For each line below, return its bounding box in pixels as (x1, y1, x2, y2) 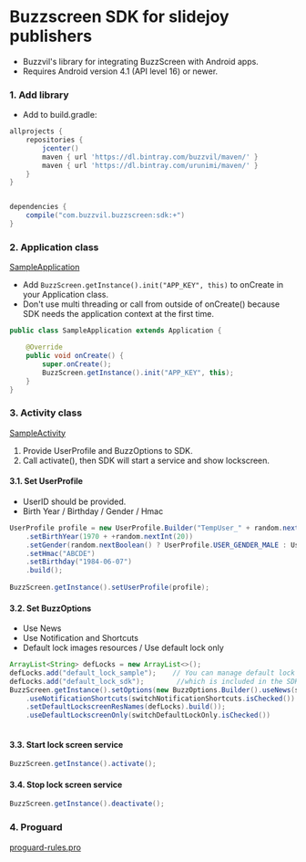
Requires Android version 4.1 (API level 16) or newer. (22, 66, 219, 77)
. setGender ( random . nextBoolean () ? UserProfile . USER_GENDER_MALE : (25, 541, 287, 550)
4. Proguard (9, 821, 63, 834)
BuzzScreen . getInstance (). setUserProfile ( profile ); (9, 583, 209, 593)
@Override (25, 342, 64, 352)
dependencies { (9, 203, 67, 212)
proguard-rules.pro (9, 842, 82, 853)
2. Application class (9, 240, 99, 253)
